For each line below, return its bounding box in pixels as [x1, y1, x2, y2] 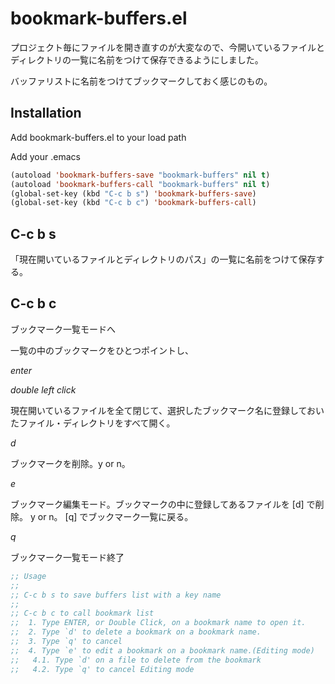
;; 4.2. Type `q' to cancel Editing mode [10, 664, 195, 674]
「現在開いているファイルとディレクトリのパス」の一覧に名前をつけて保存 [10, 253, 317, 266]
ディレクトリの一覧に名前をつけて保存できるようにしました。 [10, 53, 264, 66]
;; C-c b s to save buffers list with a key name [10, 590, 222, 600]
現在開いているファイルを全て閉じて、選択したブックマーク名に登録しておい [10, 404, 325, 416]
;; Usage [10, 571, 47, 581]
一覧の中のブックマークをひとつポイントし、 [10, 344, 195, 356]
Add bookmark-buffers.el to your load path [10, 131, 187, 143]
